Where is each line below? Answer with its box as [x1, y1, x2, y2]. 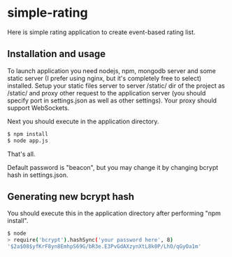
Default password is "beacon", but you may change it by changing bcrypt [7, 163, 219, 171]
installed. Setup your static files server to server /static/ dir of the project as [7, 81, 225, 90]
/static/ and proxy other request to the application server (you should [7, 88, 206, 97]
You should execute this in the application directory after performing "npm [7, 209, 222, 217]
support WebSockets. [7, 103, 70, 112]
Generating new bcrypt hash [7, 190, 135, 203]
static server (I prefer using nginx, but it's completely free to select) [7, 74, 202, 82]
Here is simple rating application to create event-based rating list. [7, 28, 196, 36]
